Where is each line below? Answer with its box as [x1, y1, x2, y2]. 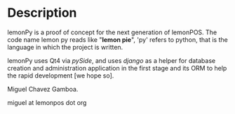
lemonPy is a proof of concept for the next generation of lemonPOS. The [7, 28, 217, 36]
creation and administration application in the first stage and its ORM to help [7, 64, 227, 72]
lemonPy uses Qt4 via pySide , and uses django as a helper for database [7, 56, 216, 64]
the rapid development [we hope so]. [7, 71, 114, 80]
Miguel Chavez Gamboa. [7, 85, 79, 93]
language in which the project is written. [7, 43, 123, 51]
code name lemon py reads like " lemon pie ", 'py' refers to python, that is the [7, 35, 228, 43]
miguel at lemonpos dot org [7, 98, 87, 106]
